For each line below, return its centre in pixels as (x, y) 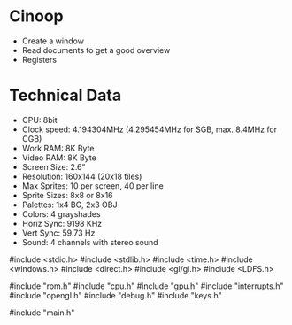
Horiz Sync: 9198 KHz (62, 223)
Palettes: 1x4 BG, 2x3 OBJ (69, 205)
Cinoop (36, 16)
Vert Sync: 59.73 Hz (58, 233)
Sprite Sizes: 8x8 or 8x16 (67, 195)
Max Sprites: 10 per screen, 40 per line (92, 186)
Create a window (53, 41)
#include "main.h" (42, 313)
